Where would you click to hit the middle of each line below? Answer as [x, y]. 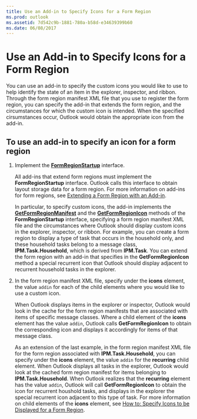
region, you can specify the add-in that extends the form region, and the [94, 105]
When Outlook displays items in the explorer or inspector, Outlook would [102, 305]
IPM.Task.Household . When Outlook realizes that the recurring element [102, 378]
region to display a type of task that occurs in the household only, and [99, 238]
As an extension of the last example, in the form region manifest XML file [103, 347]
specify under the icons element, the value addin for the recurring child [102, 360]
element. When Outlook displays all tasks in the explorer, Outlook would [101, 366]
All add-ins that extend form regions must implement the [83, 177]
